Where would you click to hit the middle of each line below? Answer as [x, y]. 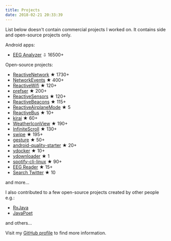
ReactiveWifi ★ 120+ [35, 85]
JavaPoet [23, 213]
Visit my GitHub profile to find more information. [56, 233]
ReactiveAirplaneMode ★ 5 [41, 107]
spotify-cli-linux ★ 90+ [37, 161]
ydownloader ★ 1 [31, 156]
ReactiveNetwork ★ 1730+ [41, 74]
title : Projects [23, 10]
